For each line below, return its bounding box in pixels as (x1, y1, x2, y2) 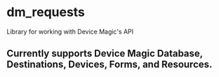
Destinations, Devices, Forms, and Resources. (6, 59, 213, 71)
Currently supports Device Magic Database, (6, 48, 203, 59)
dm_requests (6, 4, 86, 20)
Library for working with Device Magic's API (6, 27, 134, 36)
